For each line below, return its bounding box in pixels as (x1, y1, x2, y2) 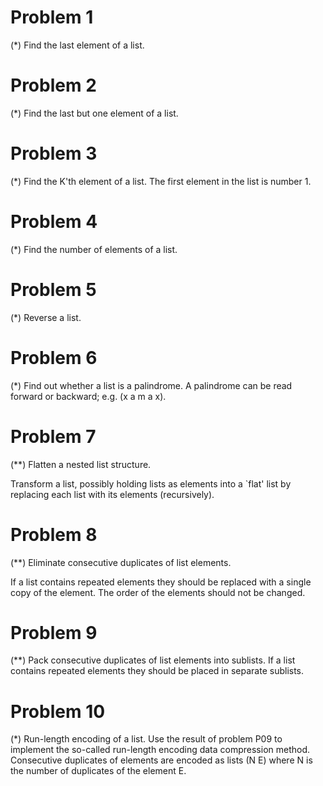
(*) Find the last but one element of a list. (10, 107, 179, 119)
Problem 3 (10, 142, 98, 165)
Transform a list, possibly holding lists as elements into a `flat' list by (10, 477, 292, 490)
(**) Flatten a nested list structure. (10, 458, 152, 470)
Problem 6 (10, 346, 98, 369)
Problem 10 (10, 700, 106, 723)
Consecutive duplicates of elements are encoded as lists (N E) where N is (10, 754, 313, 766)
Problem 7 (10, 425, 97, 448)
